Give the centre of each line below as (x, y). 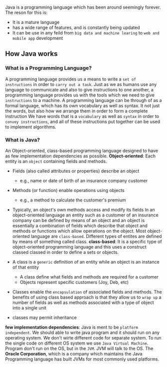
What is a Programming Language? (49, 68)
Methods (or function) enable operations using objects (68, 190)
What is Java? (23, 139)
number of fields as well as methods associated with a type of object (83, 302)
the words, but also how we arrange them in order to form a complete (77, 111)
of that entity (25, 267)
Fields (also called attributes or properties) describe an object (76, 171)
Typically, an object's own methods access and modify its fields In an (84, 209)
